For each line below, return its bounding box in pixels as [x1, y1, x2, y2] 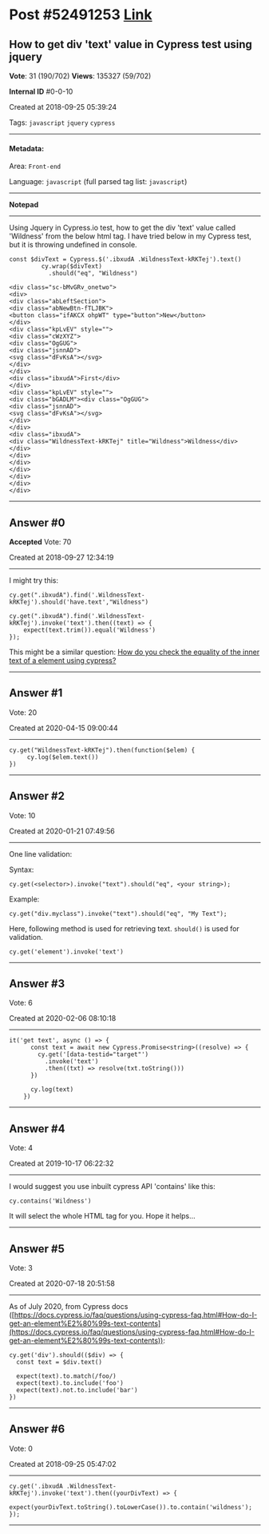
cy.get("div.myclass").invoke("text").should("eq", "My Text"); [9, 910, 227, 918]
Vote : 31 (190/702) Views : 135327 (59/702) [9, 71, 152, 81]
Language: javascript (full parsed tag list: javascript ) [9, 177, 188, 187]
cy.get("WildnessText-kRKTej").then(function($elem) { [9, 746, 196, 754]
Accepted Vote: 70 [9, 537, 72, 547]
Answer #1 [9, 686, 63, 700]
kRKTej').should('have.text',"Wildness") [9, 598, 149, 606]
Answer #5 [9, 1242, 65, 1255]
